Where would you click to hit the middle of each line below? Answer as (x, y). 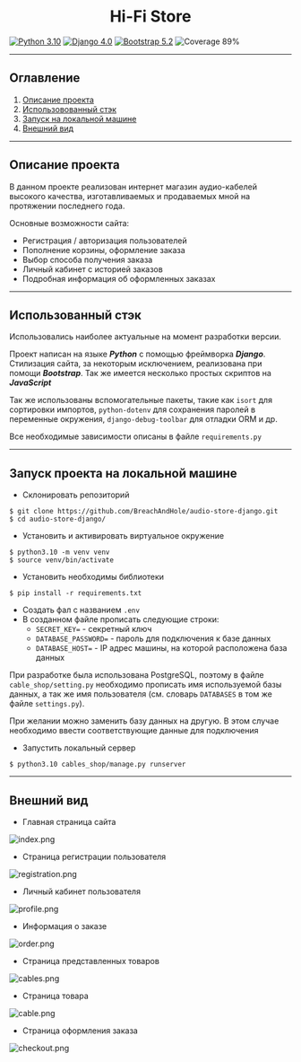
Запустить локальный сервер (79, 748)
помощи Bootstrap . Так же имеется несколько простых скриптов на (140, 373)
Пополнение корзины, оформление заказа (103, 250)
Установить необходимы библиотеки (93, 577)
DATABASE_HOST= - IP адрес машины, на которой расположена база (161, 648)
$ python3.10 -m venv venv (60, 553)
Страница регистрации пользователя (94, 856)
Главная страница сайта (69, 822)
